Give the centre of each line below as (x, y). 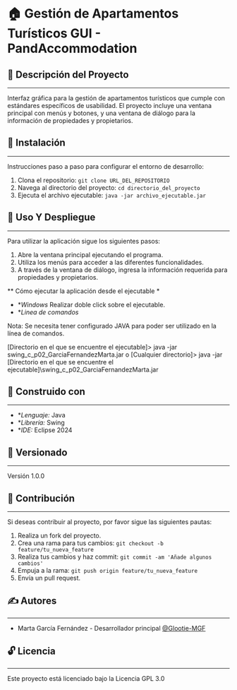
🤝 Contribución (41, 498)
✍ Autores (32, 601)
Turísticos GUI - (54, 34)
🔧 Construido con (47, 392)
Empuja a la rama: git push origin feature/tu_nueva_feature (108, 571)
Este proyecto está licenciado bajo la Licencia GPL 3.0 (86, 678)
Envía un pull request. (49, 578)
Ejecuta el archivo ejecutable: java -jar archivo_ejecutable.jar (112, 195)
